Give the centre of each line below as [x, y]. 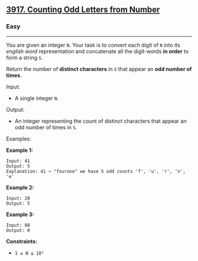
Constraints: [22, 241]
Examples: [19, 139]
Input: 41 [18, 161]
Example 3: [20, 214]
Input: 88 [18, 225]
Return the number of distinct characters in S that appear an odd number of [99, 69]
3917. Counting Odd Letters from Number [83, 10]
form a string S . [24, 57]
